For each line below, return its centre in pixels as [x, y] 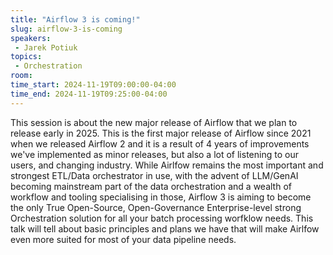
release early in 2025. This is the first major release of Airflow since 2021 [161, 133]
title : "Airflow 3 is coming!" [75, 19]
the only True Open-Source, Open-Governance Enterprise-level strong [156, 207]
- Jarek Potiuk [46, 47]
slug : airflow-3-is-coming [66, 29]
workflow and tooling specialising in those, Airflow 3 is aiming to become [161, 197]
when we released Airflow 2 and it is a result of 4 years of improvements [160, 143]
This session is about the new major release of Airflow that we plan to [154, 122]
